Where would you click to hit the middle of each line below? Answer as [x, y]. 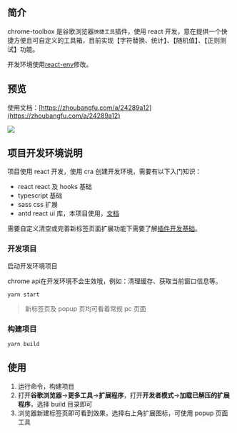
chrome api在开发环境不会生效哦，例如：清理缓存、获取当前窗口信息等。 [115, 281]
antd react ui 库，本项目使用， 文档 [69, 213]
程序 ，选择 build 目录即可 [55, 404]
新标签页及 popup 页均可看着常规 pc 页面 [85, 308]
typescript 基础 [40, 195]
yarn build [24, 345]
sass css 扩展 [38, 205]
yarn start [24, 295]
